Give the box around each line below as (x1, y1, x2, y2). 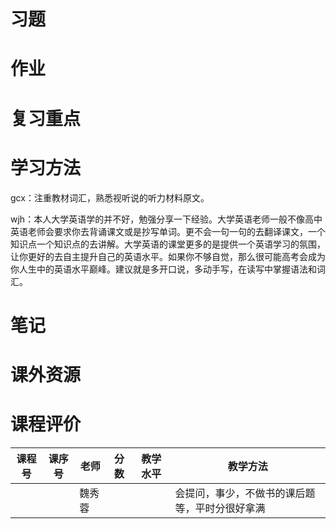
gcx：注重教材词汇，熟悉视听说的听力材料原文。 (10, 191, 210, 204)
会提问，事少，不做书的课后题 (174, 486, 316, 500)
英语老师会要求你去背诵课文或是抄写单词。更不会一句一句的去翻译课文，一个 (10, 225, 326, 237)
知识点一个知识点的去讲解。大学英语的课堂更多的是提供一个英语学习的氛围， (10, 238, 326, 250)
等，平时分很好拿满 (174, 501, 266, 515)
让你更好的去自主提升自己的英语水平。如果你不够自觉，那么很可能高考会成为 (10, 250, 326, 262)
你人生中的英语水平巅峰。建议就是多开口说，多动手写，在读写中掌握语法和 (10, 263, 317, 275)
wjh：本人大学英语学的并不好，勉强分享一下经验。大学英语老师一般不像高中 (10, 213, 323, 225)
